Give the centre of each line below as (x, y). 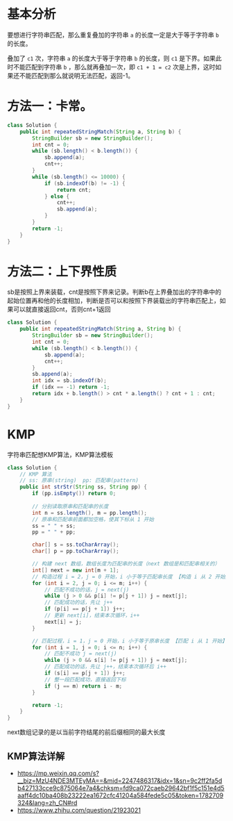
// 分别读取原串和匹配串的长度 (70, 506)
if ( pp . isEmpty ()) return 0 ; (74, 494)
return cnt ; (74, 190)
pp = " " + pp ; (54, 532)
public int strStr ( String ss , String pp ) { (84, 487)
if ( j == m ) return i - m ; (83, 686)
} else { (57, 196)
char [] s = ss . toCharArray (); (76, 545)
